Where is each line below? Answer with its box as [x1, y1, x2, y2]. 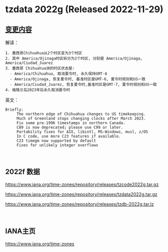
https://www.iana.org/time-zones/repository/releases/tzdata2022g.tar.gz [5, 191, 158, 197]
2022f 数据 [5, 168, 40, 176]
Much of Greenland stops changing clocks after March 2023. [16, 116, 146, 121]
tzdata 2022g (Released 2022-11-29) [5, 4, 163, 15]
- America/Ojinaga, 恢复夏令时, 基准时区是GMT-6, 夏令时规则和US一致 [10, 77, 146, 82]
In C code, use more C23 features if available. [16, 134, 121, 139]
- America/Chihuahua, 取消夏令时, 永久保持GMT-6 [10, 71, 107, 76]
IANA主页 [5, 227, 36, 236]
